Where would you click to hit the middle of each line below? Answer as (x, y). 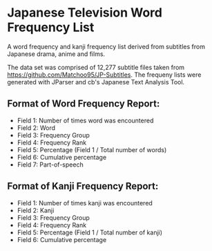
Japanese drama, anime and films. (56, 54)
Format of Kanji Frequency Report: (83, 186)
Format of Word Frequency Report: (84, 104)
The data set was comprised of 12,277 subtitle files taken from (96, 67)
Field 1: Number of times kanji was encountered (85, 203)
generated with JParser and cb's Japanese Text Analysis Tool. (96, 82)
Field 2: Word (36, 128)
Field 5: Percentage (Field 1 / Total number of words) (92, 149)
